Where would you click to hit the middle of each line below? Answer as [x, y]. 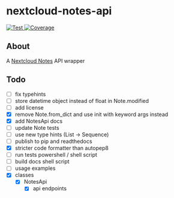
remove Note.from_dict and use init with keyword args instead [91, 114]
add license [29, 107]
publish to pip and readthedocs [53, 141]
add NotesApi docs [39, 121]
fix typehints [30, 94]
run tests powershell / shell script [56, 155]
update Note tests [37, 127]
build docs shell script [42, 162]
